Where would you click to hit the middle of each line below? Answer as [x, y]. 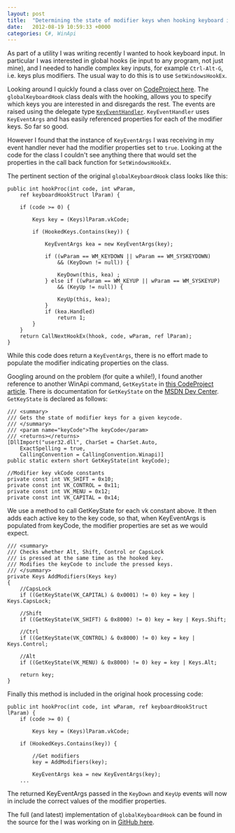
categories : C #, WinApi [42, 33]
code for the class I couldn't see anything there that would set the [102, 155]
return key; [37, 675]
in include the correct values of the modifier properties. [87, 801]
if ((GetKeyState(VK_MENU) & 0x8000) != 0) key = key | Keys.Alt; [119, 663]
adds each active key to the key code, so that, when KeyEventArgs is [107, 518]
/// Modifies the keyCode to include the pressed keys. [90, 565]
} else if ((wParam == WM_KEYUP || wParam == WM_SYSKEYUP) [132, 281]
